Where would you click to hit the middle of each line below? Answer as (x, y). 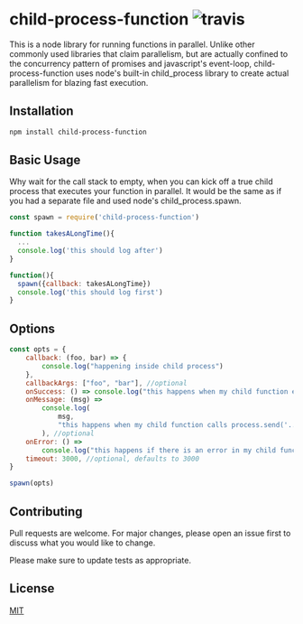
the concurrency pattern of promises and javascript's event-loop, (131, 63)
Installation (41, 112)
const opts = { (38, 349)
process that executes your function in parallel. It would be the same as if (146, 191)
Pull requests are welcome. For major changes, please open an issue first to (150, 533)
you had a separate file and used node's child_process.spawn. (125, 201)
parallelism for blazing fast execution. (79, 82)
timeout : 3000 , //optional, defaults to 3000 (113, 459)
